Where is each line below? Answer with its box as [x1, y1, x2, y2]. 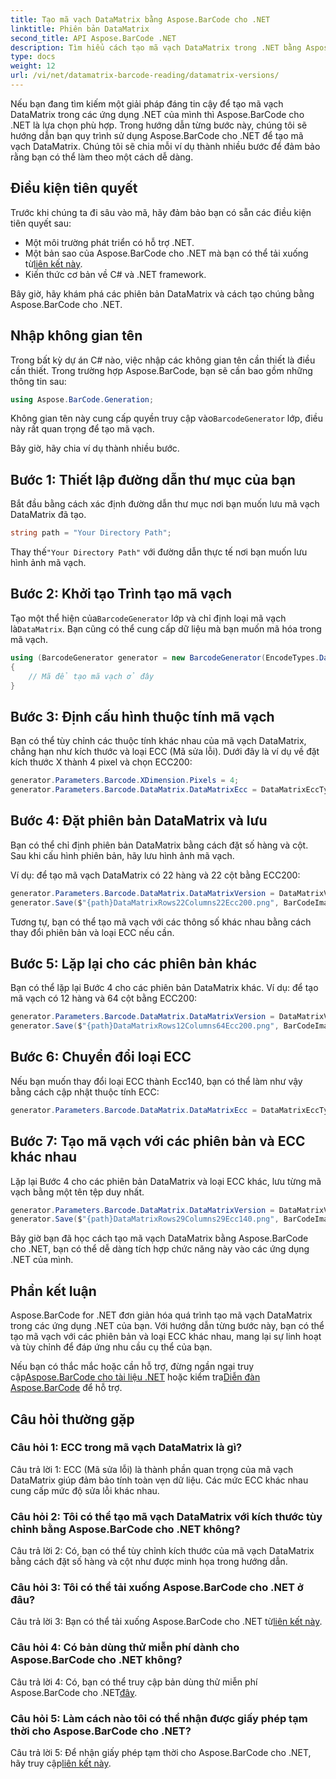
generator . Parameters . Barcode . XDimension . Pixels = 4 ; [10, 776, 240, 786]
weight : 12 [10, 61, 56, 71]
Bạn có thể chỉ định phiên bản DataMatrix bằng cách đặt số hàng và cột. [10, 839, 309, 851]
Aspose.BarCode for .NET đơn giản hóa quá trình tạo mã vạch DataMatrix [10, 1309, 313, 1321]
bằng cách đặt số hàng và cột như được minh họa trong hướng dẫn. [10, 1556, 288, 1568]
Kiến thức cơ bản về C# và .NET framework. [24, 268, 207, 280]
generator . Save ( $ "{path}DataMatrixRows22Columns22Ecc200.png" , [10, 897, 280, 908]
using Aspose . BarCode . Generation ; [10, 394, 155, 405]
